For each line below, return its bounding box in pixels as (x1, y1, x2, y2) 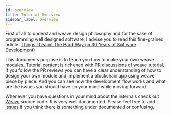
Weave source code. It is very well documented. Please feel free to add (5, 99, 156, 105)
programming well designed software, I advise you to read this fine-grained (5, 36, 164, 42)
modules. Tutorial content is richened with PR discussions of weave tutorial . (5, 62, 164, 68)
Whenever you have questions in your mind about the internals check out (5, 93, 159, 99)
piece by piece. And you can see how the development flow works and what (5, 78, 166, 84)
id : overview (5, 7, 33, 13)
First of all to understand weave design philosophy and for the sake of (5, 31, 153, 37)
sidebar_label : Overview (5, 17, 58, 22)
